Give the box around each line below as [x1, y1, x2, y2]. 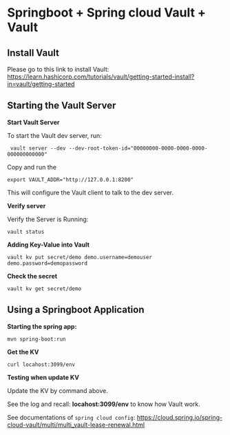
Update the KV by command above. [7, 386, 108, 394]
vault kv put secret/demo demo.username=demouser [7, 254, 153, 261]
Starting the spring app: [7, 322, 77, 330]
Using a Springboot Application [7, 304, 145, 316]
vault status [7, 228, 45, 235]
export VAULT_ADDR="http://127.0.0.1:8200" [7, 176, 134, 183]
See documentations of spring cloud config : [7, 413, 136, 421]
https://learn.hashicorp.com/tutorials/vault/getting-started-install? [7, 72, 195, 81]
